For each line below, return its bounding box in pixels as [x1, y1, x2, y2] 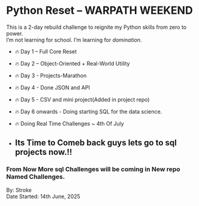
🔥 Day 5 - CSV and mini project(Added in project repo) [14, 95, 150, 103]
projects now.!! [14, 147, 73, 157]
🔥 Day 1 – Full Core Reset [14, 47, 77, 55]
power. [6, 29, 23, 37]
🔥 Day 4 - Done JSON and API [14, 83, 90, 91]
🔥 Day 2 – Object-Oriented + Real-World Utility [14, 59, 130, 67]
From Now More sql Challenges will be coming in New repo [6, 165, 181, 174]
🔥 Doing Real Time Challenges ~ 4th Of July [14, 120, 124, 127]
